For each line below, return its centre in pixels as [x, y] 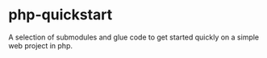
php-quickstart [60, 15]
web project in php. [41, 45]
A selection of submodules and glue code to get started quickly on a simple [134, 37]
